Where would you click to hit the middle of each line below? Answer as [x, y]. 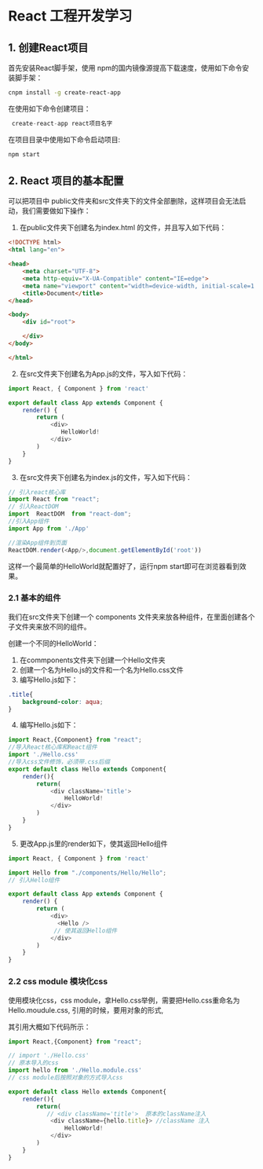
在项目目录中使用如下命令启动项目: [64, 139]
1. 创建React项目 [48, 48]
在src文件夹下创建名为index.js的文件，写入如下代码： [106, 477]
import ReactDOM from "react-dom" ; [70, 514]
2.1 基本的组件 [35, 598]
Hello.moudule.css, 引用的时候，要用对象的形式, [86, 1010]
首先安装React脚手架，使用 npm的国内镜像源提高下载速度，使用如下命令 [125, 68]
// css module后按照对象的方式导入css [66, 1078]
